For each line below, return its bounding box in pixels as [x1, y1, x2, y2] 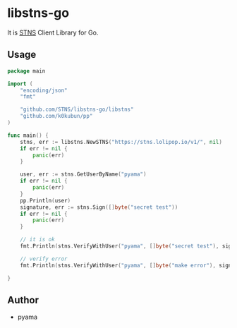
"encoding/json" [20, 87, 68, 94]
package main [7, 67, 46, 75]
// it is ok [20, 236, 55, 243]
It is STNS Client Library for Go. [7, 28, 99, 37]
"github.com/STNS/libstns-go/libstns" [20, 106, 134, 114]
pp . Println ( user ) [20, 197, 71, 204]
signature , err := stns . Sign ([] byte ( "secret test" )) [20, 203, 178, 211]
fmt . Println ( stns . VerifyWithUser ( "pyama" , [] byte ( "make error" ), [20, 262, 217, 269]
